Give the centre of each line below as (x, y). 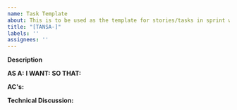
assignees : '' (28, 40)
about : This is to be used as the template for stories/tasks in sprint (116, 20)
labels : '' (23, 33)
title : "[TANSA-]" (34, 27)
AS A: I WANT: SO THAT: (44, 74)
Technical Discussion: (41, 101)
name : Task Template (38, 14)
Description (25, 60)
